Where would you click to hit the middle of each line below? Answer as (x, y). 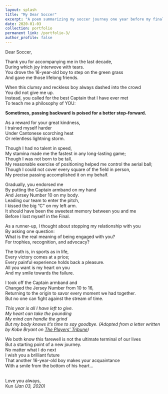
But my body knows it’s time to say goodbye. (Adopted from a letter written (83, 324)
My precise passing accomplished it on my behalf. (57, 174)
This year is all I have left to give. (39, 308)
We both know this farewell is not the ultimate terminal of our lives (73, 339)
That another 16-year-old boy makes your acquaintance (62, 360)
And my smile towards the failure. (39, 272)
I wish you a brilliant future (32, 355)
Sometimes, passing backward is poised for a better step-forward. (76, 112)
